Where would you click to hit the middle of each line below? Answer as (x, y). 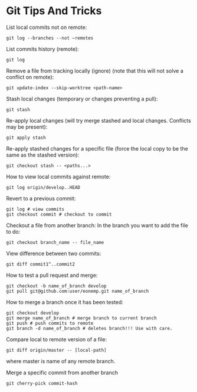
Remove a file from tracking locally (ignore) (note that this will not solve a (95, 71)
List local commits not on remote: (47, 27)
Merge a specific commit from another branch (62, 373)
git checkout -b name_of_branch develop (57, 286)
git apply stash (26, 138)
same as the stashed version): (43, 155)
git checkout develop (33, 313)
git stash (18, 110)
